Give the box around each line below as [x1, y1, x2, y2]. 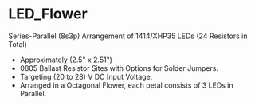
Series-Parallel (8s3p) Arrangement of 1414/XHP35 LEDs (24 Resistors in [8, 31, 249, 41]
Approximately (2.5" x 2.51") [19, 55, 113, 64]
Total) [8, 39, 28, 49]
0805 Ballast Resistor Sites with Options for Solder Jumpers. [19, 63, 219, 72]
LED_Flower [8, 5, 88, 23]
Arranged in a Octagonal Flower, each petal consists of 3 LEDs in [19, 80, 233, 90]
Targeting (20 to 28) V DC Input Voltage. [19, 72, 153, 81]
